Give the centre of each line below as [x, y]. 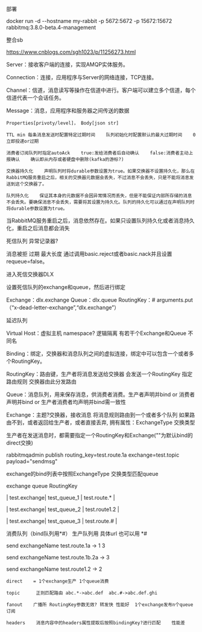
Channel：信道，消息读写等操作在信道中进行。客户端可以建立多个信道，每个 [101, 90]
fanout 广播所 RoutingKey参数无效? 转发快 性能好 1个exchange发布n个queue [100, 605]
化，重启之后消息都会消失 [38, 228]
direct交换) [20, 443]
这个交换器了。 [31, 184]
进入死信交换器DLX [30, 274]
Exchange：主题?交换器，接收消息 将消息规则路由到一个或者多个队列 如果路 [100, 415]
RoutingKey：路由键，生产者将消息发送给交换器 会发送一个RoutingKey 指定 [99, 374]
